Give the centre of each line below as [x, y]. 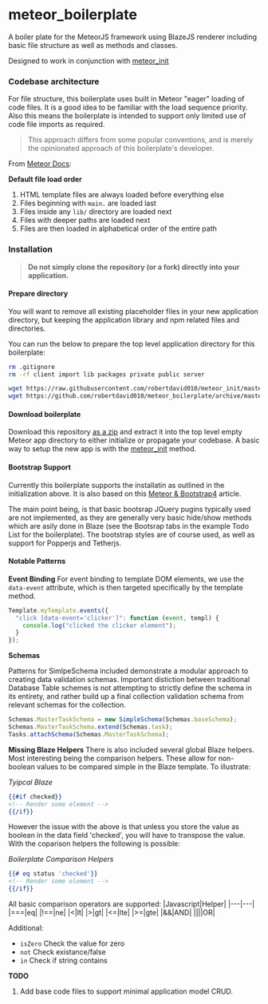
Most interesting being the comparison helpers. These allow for [112, 758]
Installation [31, 249]
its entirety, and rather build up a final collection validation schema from [126, 696]
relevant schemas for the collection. [67, 705]
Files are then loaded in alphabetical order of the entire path [118, 228]
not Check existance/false [63, 952]
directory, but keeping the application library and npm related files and [124, 319]
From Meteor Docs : [40, 164]
